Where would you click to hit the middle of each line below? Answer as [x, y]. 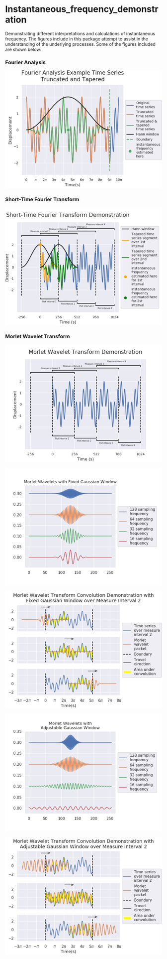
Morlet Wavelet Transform [38, 336]
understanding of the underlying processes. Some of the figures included [80, 44]
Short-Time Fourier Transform [42, 199]
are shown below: [23, 49]
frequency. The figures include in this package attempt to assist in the [77, 39]
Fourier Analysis [25, 62]
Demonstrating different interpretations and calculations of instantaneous [80, 33]
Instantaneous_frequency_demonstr [82, 9]
